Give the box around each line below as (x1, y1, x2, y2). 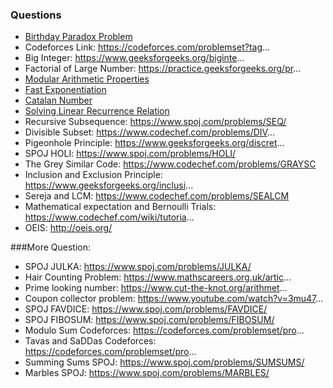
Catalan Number (24, 94, 93, 107)
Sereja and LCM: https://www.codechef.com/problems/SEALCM (24, 190, 290, 202)
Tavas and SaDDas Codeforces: (24, 335, 157, 347)
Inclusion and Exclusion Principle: (24, 169, 163, 181)
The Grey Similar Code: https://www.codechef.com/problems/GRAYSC (24, 158, 317, 170)
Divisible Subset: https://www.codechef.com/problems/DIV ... (24, 126, 276, 138)
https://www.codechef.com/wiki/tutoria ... (24, 211, 195, 223)
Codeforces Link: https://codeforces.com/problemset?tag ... (24, 41, 271, 53)
